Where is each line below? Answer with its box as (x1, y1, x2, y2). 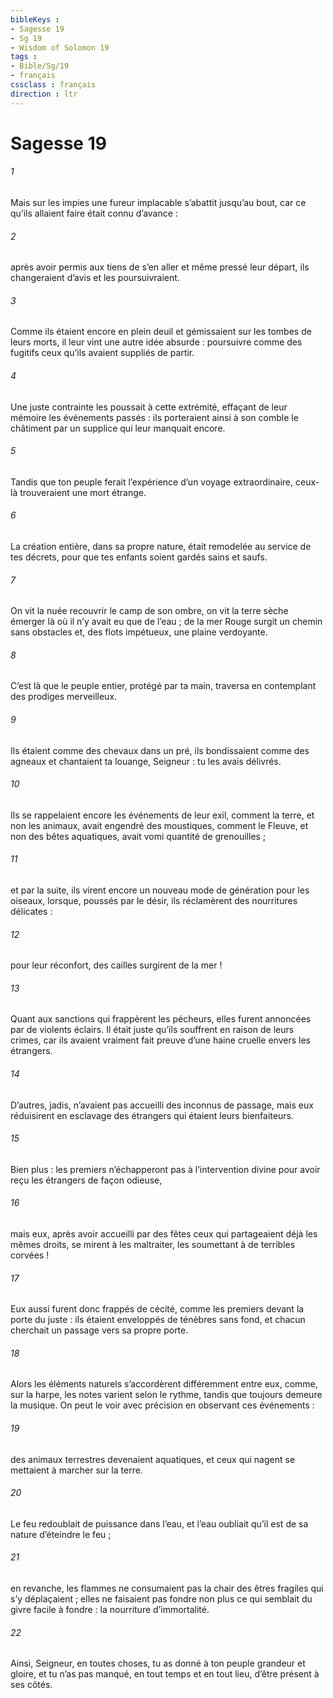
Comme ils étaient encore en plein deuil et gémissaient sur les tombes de (10, 326, 312, 338)
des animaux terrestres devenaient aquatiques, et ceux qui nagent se (10, 1453, 296, 1465)
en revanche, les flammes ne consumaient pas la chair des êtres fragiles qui (10, 1582, 324, 1595)
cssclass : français (10, 80, 97, 90)
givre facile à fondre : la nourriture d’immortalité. (10, 1604, 210, 1616)
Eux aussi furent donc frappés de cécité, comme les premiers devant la (10, 1303, 305, 1315)
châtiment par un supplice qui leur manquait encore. (10, 422, 226, 434)
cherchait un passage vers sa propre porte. (10, 1324, 189, 1336)
